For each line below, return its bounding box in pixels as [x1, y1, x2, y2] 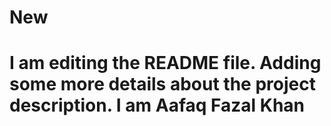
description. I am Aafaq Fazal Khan [9, 94, 306, 117]
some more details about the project [9, 73, 316, 96]
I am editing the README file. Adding [9, 52, 322, 75]
